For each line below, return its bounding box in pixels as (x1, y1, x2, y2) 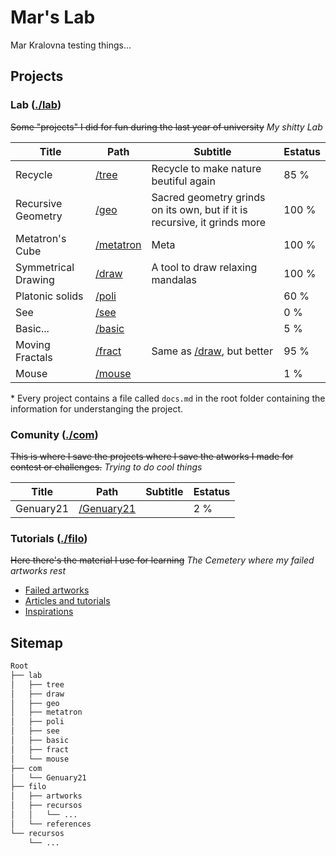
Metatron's (15, 231, 67, 245)
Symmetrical (15, 260, 75, 274)
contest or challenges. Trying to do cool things (10, 461, 203, 473)
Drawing (15, 272, 55, 286)
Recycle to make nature (151, 161, 262, 175)
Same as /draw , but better (151, 344, 273, 358)
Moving (15, 337, 51, 351)
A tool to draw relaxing (151, 260, 258, 274)
